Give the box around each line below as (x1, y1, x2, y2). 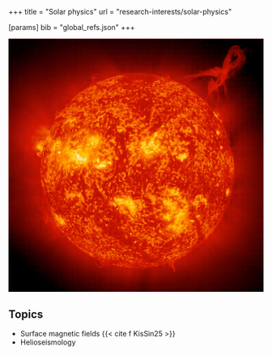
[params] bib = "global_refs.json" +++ (8, 23, 135, 32)
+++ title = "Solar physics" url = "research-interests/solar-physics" (8, 7, 232, 16)
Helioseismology (19, 337, 76, 347)
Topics (8, 307, 44, 321)
